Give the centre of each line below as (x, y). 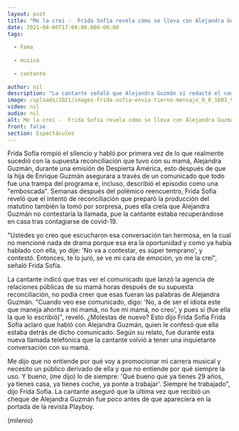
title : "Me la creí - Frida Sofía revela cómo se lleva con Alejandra (116, 21)
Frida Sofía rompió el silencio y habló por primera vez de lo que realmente (116, 153)
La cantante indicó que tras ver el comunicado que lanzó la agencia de (111, 279)
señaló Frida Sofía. (35, 266)
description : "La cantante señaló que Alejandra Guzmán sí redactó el (114, 93)
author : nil (25, 87)
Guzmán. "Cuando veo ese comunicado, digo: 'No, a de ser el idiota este (114, 302)
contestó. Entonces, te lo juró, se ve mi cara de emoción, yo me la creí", (112, 258)
